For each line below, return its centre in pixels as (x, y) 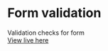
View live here (28, 40)
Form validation (54, 13)
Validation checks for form (46, 33)
